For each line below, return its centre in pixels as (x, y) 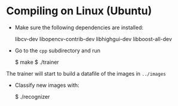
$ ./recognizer (32, 96)
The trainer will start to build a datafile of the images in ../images (86, 73)
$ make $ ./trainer (37, 62)
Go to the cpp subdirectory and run (57, 50)
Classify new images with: (47, 85)
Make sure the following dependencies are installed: (79, 27)
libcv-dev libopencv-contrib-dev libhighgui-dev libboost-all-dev (93, 39)
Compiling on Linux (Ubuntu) (79, 11)
